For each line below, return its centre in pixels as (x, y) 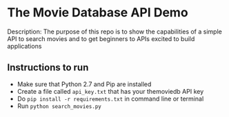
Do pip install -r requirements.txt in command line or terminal (110, 99)
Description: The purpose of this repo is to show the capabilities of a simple (114, 31)
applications (24, 46)
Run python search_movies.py (59, 106)
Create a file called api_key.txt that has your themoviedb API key (110, 91)
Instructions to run (48, 67)
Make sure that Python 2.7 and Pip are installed (84, 84)
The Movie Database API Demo (98, 13)
